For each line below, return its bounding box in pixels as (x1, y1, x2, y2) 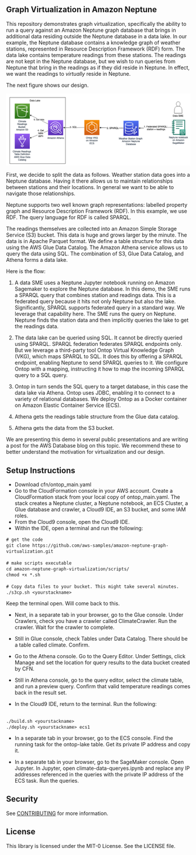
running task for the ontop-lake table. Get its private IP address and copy (14, 741, 191, 748)
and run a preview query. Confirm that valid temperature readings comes (14, 683, 191, 689)
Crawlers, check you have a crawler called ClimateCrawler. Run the (14, 618, 177, 624)
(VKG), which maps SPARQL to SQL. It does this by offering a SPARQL (14, 353, 183, 360)
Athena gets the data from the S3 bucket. (14, 425, 114, 432)
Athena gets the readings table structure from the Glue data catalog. (14, 413, 180, 420)
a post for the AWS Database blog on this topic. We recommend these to (6, 442, 181, 449)
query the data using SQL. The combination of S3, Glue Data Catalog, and (6, 250, 184, 257)
